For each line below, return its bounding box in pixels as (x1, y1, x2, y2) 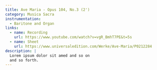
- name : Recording (9, 30, 48, 35)
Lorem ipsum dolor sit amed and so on (9, 53, 90, 58)
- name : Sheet (9, 39, 39, 44)
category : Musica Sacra (5, 12, 55, 17)
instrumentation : (5, 16, 41, 21)
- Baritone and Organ (9, 21, 55, 26)
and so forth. (9, 58, 39, 63)
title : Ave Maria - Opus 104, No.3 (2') (5, 7, 90, 12)
